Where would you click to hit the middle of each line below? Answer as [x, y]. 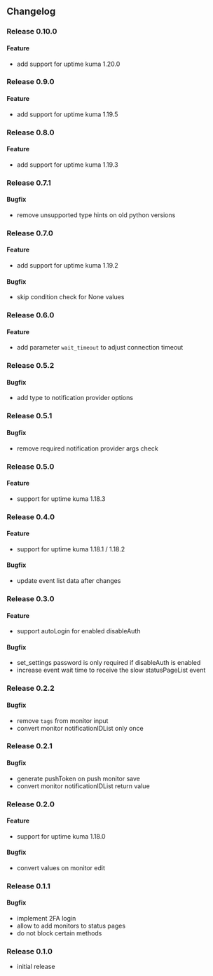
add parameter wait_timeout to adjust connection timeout [100, 348]
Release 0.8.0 [30, 132]
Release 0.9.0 [30, 82]
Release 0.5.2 [30, 366]
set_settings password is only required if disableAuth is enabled [109, 663]
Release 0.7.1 [29, 183]
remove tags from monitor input [62, 720]
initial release [36, 967]
